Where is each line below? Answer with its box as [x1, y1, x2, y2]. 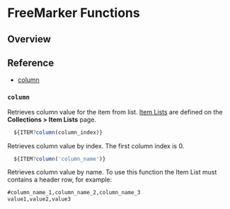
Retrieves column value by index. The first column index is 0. [7, 141, 185, 150]
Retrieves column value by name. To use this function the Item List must [7, 168, 217, 177]
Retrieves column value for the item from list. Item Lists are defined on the [7, 107, 223, 116]
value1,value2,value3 [7, 196, 71, 203]
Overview [7, 33, 52, 45]
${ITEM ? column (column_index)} [13, 129, 103, 136]
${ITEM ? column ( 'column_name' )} [13, 155, 106, 162]
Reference [7, 56, 54, 68]
